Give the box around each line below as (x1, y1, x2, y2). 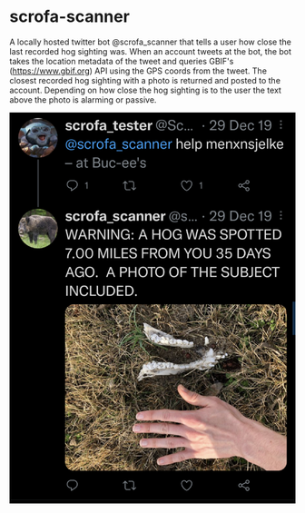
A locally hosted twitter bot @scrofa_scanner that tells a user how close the (9, 36, 292, 47)
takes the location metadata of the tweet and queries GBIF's (9, 55, 234, 66)
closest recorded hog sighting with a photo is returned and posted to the (9, 74, 281, 85)
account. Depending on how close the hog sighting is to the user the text (9, 84, 281, 95)
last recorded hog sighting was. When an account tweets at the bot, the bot (9, 45, 292, 56)
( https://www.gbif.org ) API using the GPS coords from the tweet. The (9, 65, 268, 76)
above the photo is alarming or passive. (9, 94, 157, 105)
